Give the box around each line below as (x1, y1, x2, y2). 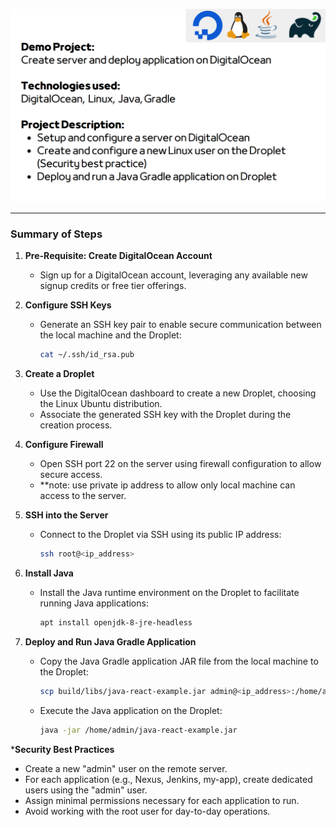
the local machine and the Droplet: (39, 329, 182, 341)
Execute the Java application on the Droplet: (39, 704, 223, 716)
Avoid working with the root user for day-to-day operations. (24, 805, 271, 817)
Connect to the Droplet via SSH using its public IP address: (39, 529, 282, 541)
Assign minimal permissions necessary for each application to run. (24, 794, 300, 806)
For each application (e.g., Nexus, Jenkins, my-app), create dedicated (24, 773, 313, 785)
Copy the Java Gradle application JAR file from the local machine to (39, 655, 319, 668)
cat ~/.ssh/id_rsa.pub (39, 350, 135, 360)
